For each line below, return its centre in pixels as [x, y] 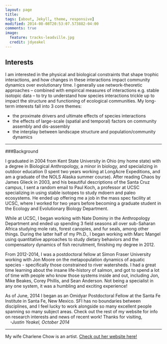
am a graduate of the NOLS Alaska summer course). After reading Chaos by [83, 177]
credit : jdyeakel [28, 42]
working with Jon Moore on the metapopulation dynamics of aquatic [75, 259]
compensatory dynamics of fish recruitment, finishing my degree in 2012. [80, 244]
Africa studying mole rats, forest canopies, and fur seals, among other [77, 229]
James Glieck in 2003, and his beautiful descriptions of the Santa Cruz [78, 182]
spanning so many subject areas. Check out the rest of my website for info [82, 311]
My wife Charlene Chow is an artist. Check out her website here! [71, 336]
